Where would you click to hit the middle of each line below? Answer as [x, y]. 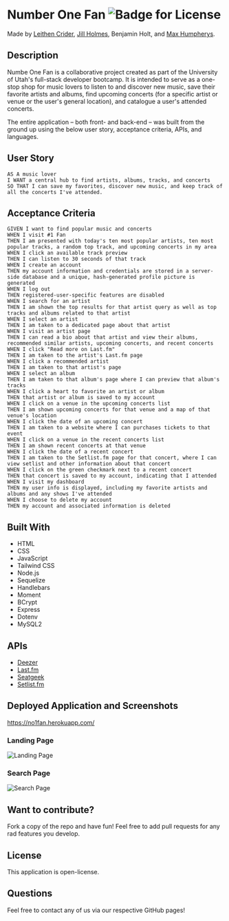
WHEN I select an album [41, 374]
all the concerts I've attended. [55, 192]
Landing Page [31, 740]
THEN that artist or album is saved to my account [81, 398]
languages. [23, 136]
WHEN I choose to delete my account [59, 500]
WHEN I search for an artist [49, 301]
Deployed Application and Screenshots [93, 706]
